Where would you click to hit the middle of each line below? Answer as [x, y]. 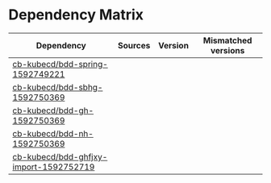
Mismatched [227, 40]
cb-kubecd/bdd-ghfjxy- [60, 156]
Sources [134, 45]
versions [227, 50]
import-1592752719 [54, 167]
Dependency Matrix [76, 15]
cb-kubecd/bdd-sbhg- [58, 87]
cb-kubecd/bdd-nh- [53, 133]
